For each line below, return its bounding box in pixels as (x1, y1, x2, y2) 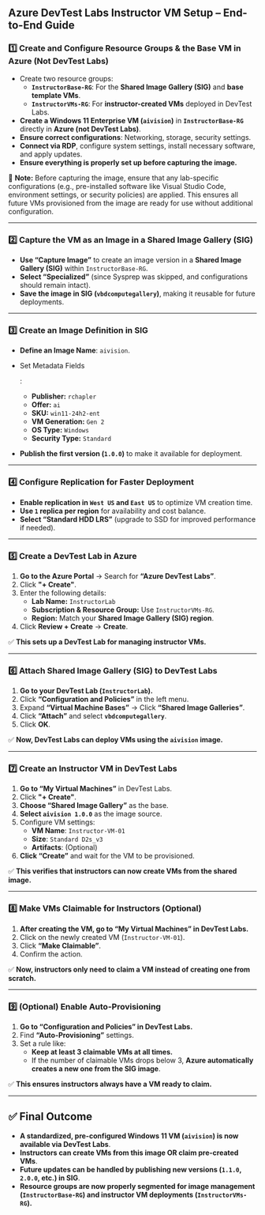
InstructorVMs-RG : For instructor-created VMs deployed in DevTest (31, 99, 252, 108)
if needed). (19, 523, 56, 532)
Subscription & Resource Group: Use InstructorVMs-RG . (31, 605, 215, 614)
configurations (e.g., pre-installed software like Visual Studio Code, (8, 181, 226, 191)
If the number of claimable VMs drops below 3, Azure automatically (31, 1055, 254, 1066)
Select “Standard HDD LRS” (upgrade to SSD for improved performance (19, 514, 256, 524)
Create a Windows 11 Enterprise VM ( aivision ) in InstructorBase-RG (19, 115, 244, 125)
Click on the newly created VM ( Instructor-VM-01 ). (19, 932, 185, 941)
